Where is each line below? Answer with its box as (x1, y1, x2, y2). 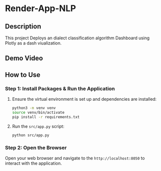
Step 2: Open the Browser (5, 144, 67, 151)
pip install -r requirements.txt (12, 114, 80, 119)
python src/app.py (12, 133, 49, 138)
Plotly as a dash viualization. (5, 40, 62, 46)
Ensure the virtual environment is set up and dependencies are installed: (12, 96, 157, 102)
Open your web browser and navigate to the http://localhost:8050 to (5, 155, 145, 161)
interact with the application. (5, 160, 62, 166)
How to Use (5, 71, 41, 79)
